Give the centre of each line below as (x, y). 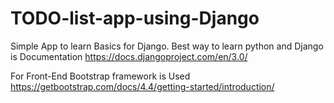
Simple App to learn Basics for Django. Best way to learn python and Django (167, 46)
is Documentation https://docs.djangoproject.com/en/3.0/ (129, 56)
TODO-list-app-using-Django (135, 18)
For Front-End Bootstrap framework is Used (100, 76)
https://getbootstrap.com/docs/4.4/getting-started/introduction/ (142, 86)
